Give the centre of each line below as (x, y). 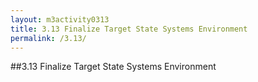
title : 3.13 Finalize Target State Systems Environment (129, 29)
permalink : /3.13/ (48, 38)
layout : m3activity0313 (60, 19)
